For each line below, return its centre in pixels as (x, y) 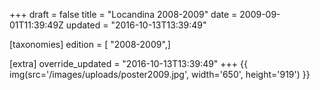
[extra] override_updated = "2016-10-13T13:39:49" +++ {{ (128, 63)
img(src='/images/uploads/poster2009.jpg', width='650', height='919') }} (160, 74)
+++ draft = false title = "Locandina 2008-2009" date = (123, 14)
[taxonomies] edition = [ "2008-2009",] (90, 44)
